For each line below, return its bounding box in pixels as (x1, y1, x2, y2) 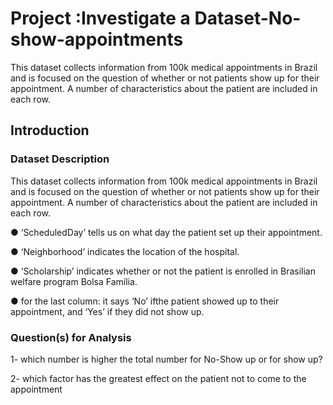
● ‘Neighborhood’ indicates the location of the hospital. (10, 245, 240, 257)
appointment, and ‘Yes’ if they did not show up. (10, 305, 205, 317)
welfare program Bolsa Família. (10, 275, 138, 287)
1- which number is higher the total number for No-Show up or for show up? (10, 353, 323, 365)
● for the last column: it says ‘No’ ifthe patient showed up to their (10, 295, 280, 307)
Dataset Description (10, 152, 110, 166)
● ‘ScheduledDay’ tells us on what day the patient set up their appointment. (10, 226, 323, 238)
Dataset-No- (194, 7, 302, 30)
